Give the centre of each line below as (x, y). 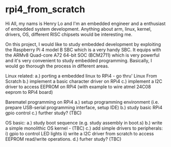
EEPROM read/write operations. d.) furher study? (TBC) (63, 139)
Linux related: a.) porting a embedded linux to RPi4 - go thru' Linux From (81, 76)
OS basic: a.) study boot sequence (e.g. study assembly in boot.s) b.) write (84, 122)
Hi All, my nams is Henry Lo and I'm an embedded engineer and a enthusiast (85, 23)
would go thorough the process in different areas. (57, 66)
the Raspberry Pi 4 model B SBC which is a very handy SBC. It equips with (83, 50)
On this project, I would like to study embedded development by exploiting (83, 44)
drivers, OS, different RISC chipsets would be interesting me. (69, 34)
